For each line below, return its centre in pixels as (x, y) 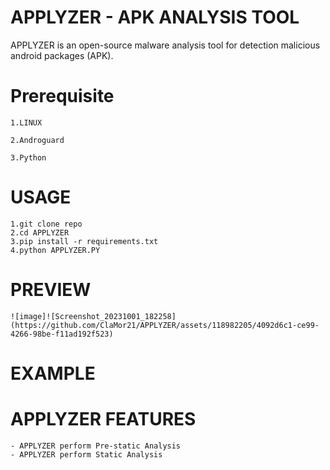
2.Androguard (37, 140)
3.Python (28, 157)
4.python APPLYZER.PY (55, 250)
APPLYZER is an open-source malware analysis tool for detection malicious (165, 45)
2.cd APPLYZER (40, 232)
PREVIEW (51, 290)
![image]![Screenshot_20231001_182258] (93, 316)
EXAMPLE (53, 373)
